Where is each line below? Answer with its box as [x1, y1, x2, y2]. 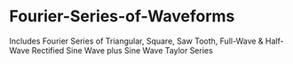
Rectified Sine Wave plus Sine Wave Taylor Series [31, 44, 213, 55]
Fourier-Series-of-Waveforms [9, 6, 235, 27]
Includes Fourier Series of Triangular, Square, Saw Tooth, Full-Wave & [9, 36, 264, 46]
